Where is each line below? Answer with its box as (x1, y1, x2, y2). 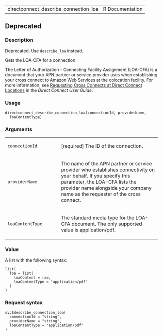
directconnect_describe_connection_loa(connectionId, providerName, (5, 110, 147, 115)
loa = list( (9, 271, 34, 276)
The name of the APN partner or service (61, 160, 152, 167)
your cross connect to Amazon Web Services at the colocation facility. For (5, 77, 153, 83)
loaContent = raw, (14, 275, 51, 280)
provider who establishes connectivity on (61, 166, 155, 173)
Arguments (5, 126, 33, 133)
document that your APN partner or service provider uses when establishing (5, 71, 158, 77)
